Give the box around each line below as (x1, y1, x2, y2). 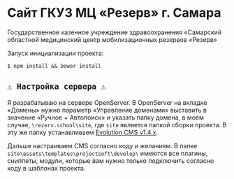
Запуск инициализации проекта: (7, 49, 104, 57)
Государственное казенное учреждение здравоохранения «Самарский (7, 28, 222, 36)
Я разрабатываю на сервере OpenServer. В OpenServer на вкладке (7, 98, 207, 106)
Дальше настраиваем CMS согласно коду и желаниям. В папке (7, 141, 198, 150)
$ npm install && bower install (7, 62, 101, 69)
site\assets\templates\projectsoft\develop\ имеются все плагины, (7, 149, 208, 157)
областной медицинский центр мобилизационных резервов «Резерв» (7, 35, 218, 43)
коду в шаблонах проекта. (7, 164, 86, 172)
